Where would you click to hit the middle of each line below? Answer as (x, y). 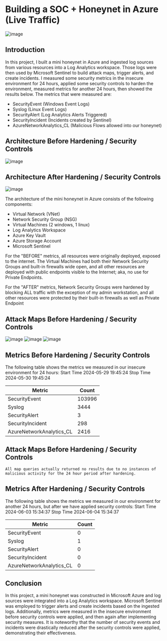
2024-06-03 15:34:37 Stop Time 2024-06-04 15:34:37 (62, 512)
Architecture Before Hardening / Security (71, 141)
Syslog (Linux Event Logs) (39, 109)
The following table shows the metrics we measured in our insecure (75, 367)
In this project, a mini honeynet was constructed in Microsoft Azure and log (83, 596)
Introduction (25, 50)
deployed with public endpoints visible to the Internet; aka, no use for (77, 272)
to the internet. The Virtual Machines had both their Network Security (77, 261)
